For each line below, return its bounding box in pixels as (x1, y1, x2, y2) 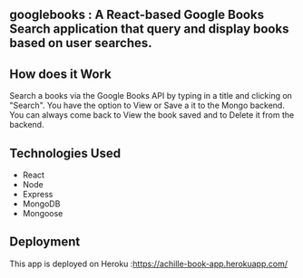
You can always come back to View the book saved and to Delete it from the (9, 110, 295, 120)
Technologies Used (9, 145, 121, 161)
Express (22, 189, 54, 200)
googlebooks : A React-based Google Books (9, 7, 265, 23)
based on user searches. (9, 35, 152, 51)
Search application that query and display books (9, 22, 289, 37)
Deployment (9, 235, 81, 250)
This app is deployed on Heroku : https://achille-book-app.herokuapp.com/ (9, 258, 288, 269)
